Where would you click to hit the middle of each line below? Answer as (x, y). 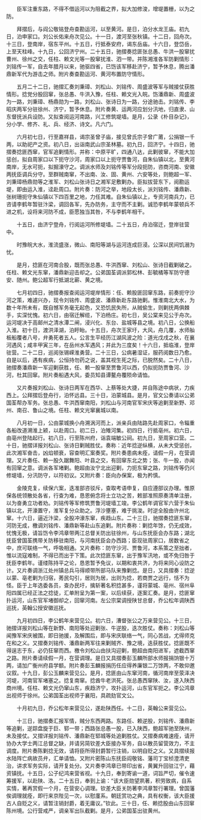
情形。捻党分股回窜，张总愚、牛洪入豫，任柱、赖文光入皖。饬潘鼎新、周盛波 (100, 94)
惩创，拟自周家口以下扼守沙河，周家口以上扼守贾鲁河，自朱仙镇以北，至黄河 (100, 159)
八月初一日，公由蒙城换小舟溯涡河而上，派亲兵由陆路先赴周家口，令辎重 (106, 423)
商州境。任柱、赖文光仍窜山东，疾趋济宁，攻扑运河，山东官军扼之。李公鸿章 (100, 688)
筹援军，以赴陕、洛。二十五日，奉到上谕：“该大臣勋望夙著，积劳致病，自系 (99, 781)
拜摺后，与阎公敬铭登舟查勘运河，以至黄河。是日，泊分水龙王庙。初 (100, 29)
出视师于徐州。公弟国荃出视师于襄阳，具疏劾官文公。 (72, 695)
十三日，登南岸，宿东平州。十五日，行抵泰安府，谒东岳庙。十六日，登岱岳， (100, 44)
